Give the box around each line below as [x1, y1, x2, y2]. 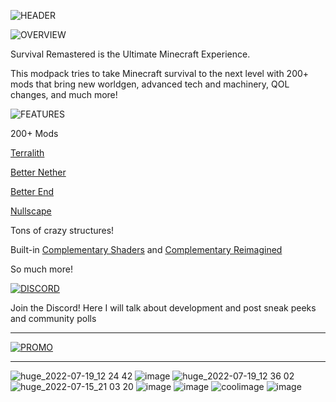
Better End [10, 186, 54, 197]
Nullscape [10, 205, 52, 217]
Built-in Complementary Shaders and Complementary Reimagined [10, 244, 283, 255]
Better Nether [10, 166, 67, 178]
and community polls [10, 313, 97, 324]
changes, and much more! [10, 89, 118, 100]
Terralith [10, 147, 45, 159]
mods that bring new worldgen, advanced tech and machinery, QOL [10, 78, 290, 90]
